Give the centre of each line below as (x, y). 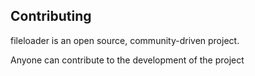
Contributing (51, 16)
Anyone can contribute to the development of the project (127, 60)
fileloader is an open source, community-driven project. (125, 40)
